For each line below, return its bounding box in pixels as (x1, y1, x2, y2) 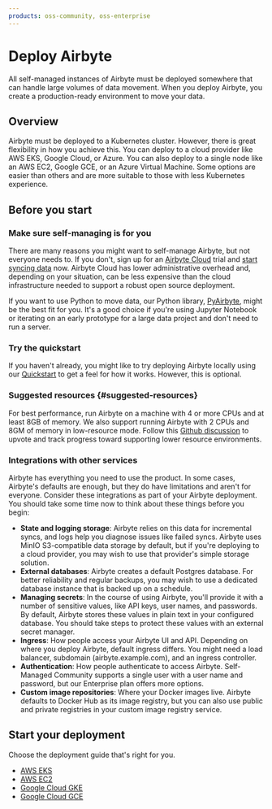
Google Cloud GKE (19, 782, 84, 793)
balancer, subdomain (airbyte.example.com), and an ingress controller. (19, 652, 257, 663)
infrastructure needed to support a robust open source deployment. (8, 281, 235, 290)
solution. (19, 558, 50, 568)
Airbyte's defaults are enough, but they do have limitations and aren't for (8, 481, 252, 491)
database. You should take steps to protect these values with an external (19, 618, 264, 628)
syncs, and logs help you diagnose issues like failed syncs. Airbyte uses (19, 532, 262, 542)
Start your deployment (8, 729, 126, 742)
